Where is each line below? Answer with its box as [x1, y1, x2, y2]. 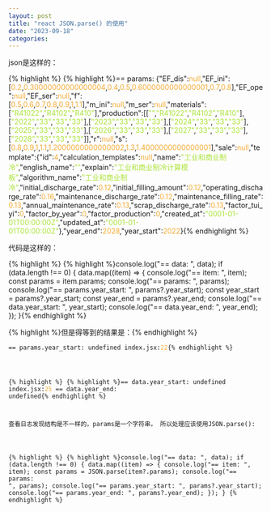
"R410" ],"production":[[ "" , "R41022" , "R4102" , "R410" [71, 109, 240, 118]
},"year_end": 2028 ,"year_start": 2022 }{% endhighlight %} [58, 226, 249, 236]
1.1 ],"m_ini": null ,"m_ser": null [74, 100, 167, 109]
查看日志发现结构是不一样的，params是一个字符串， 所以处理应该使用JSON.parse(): [8, 420, 256, 428]
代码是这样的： [8, 243, 58, 253]
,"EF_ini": [201, 74, 231, 83]
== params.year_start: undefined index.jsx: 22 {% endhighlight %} [8, 343, 233, 352]
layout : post [8, 11, 53, 20]
